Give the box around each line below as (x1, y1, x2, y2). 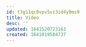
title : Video (6, 15, 39, 21)
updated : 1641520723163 (6, 26, 67, 32)
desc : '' (6, 20, 28, 26)
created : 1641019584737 (6, 32, 67, 38)
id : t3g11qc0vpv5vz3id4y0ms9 (6, 9, 80, 15)
